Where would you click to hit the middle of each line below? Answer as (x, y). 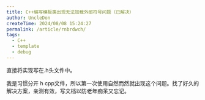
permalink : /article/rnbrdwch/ (46, 29)
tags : (13, 35)
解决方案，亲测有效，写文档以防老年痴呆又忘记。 (68, 91)
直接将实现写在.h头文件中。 (41, 70)
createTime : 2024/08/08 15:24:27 (49, 23)
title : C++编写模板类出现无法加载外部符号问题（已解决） (70, 12)
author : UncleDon (28, 18)
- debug (22, 52)
